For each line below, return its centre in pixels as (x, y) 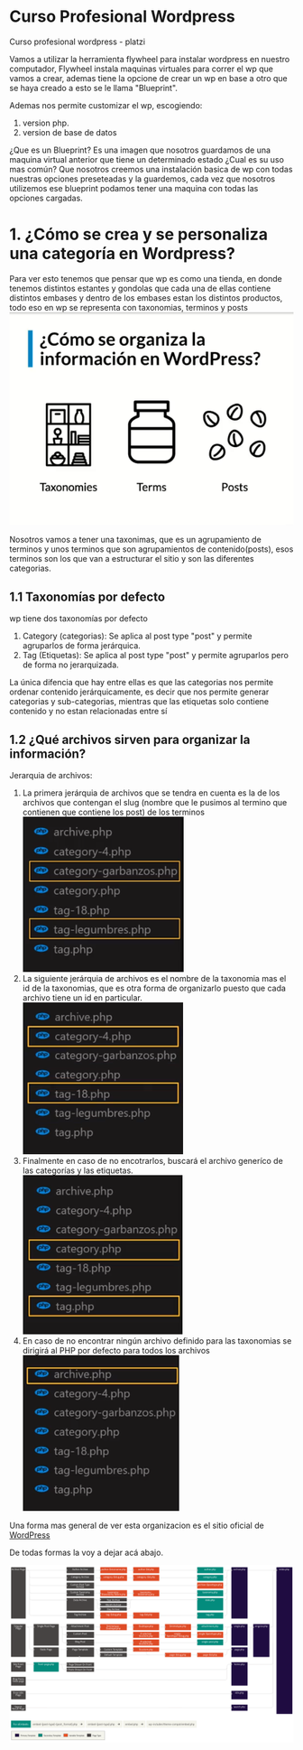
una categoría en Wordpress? (123, 254)
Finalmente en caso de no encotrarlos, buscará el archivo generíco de (153, 1161)
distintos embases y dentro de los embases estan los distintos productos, (146, 298)
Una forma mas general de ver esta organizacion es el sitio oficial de (137, 1526)
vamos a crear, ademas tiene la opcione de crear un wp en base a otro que (148, 78)
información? (48, 754)
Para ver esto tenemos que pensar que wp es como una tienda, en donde (146, 278)
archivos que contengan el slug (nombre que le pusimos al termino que (155, 803)
